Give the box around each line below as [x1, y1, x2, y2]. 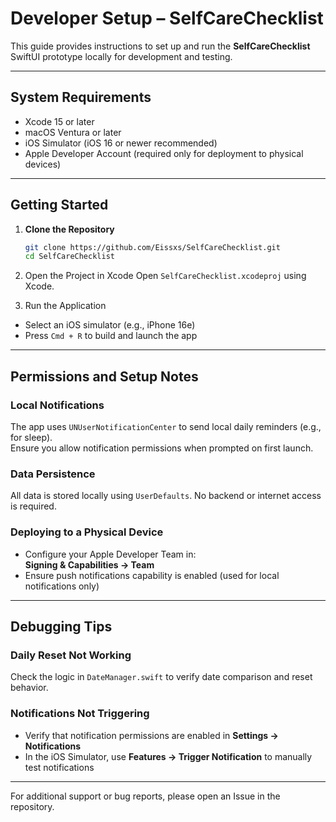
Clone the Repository [24, 223, 115, 235]
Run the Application [24, 300, 107, 312]
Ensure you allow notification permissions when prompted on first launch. [10, 442, 314, 454]
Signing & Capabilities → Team [24, 558, 155, 571]
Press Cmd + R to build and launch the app [24, 330, 198, 342]
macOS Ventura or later [24, 126, 122, 138]
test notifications [24, 761, 95, 773]
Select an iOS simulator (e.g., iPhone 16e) [24, 319, 196, 331]
